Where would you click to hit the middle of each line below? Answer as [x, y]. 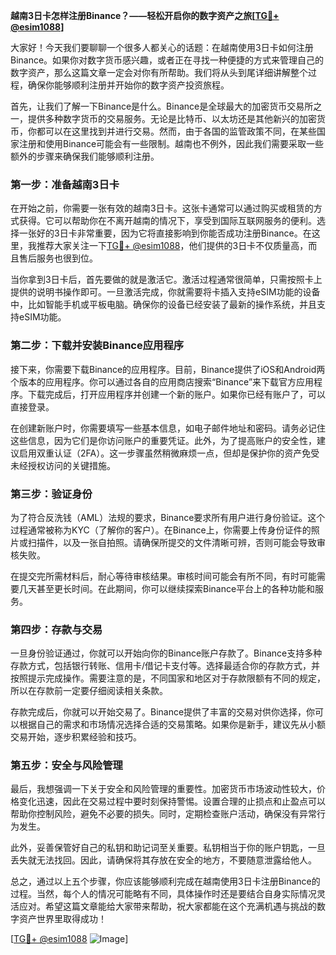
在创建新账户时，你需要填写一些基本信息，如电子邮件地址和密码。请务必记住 [168, 428]
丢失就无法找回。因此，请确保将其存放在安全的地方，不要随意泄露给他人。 [163, 860]
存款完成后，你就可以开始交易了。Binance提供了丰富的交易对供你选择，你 [163, 712]
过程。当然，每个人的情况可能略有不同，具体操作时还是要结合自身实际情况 [163, 894]
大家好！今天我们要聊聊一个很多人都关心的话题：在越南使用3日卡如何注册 [162, 47]
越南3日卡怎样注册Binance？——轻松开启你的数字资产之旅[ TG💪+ [145, 15]
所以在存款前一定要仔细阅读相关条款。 [89, 691]
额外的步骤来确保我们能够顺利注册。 [85, 156]
